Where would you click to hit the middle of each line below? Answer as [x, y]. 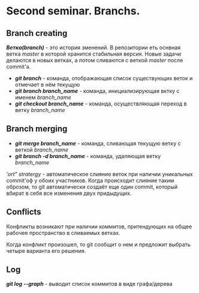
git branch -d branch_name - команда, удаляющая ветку [88, 156]
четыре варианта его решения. [46, 250]
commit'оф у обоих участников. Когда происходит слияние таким [90, 180]
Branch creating [37, 33]
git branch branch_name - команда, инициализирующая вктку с [97, 91]
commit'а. [19, 67]
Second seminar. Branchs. [73, 11]
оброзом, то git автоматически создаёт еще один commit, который [92, 186]
